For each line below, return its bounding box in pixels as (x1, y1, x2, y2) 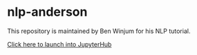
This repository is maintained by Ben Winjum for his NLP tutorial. (7, 27, 191, 35)
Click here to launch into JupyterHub (7, 40, 112, 48)
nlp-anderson (7, 4, 88, 20)
